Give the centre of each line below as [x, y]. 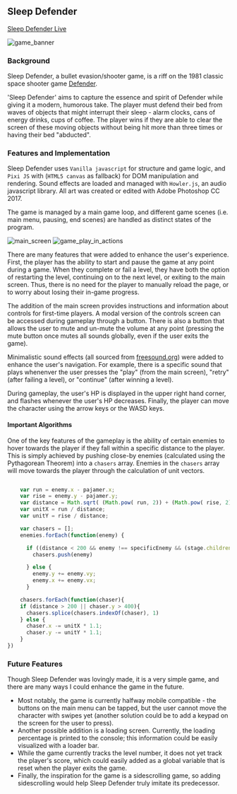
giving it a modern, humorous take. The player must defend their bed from [115, 105]
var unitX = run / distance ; [63, 509]
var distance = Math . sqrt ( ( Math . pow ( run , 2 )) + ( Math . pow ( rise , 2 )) [127, 503]
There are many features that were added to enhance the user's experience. [118, 255]
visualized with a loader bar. [58, 746]
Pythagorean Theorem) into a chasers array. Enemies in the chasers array [114, 463]
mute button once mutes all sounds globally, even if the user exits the [108, 336]
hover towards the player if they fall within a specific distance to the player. [116, 448]
